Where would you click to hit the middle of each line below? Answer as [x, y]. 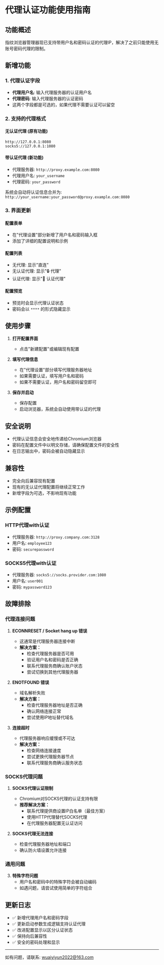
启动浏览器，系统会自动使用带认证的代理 [60, 409]
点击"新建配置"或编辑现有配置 [49, 349]
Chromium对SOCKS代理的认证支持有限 [59, 799]
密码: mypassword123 [32, 587]
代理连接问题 [20, 619]
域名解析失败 [32, 693]
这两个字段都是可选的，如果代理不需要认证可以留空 [63, 105]
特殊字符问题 [25, 876]
